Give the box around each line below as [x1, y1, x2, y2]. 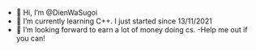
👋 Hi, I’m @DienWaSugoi [15, 8, 98, 17]
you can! [15, 33, 46, 43]
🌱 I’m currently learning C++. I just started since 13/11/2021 [15, 16, 212, 26]
